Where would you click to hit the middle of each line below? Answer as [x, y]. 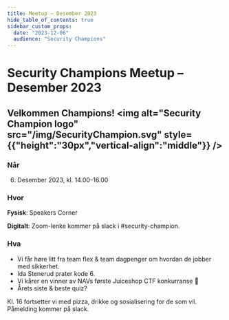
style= [178, 135]
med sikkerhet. [38, 266]
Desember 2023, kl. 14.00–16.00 [63, 180]
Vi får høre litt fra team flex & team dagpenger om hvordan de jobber [114, 259]
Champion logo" [43, 124]
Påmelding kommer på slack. [48, 309]
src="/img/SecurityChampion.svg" [85, 135]
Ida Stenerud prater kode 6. [56, 273]
